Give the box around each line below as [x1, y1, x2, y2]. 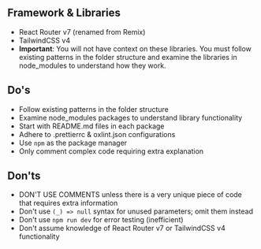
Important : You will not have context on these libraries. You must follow [18, 43, 252, 54]
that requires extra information [18, 199, 118, 208]
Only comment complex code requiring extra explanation [18, 146, 204, 156]
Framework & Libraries [7, 6, 121, 20]
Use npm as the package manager [18, 138, 128, 147]
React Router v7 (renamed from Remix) [18, 27, 146, 36]
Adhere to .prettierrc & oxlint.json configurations [18, 129, 176, 139]
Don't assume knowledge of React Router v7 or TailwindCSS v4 [18, 224, 226, 233]
